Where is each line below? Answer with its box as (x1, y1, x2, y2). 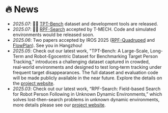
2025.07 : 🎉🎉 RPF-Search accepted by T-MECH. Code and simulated (12, 26, 156, 32)
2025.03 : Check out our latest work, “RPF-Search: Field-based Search (12, 86, 161, 92)
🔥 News (5, 4, 39, 15)
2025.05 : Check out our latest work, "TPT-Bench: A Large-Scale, (12, 47, 149, 54)
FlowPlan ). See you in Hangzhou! (12, 42, 82, 48)
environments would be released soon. (12, 32, 95, 38)
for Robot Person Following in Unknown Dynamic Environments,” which (12, 91, 162, 97)
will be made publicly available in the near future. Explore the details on (12, 75, 162, 81)
